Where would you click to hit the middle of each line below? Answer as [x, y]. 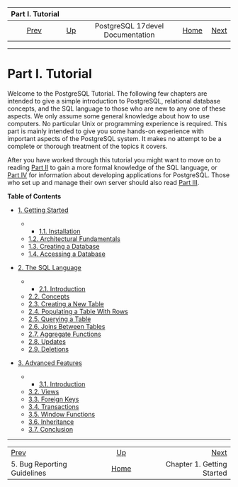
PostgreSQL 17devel [129, 26]
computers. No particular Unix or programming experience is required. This [117, 123]
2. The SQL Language [49, 267]
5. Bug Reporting [39, 464]
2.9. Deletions [49, 349]
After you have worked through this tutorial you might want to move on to [114, 159]
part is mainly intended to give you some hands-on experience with [106, 131]
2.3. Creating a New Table [66, 303]
